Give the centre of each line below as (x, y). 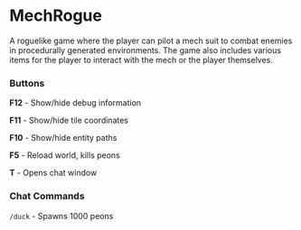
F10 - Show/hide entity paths (63, 138)
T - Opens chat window (53, 173)
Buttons (27, 83)
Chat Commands (47, 197)
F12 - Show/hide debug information (75, 103)
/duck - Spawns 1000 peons (61, 216)
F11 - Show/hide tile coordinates (69, 120)
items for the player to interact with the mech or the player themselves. (141, 60)
